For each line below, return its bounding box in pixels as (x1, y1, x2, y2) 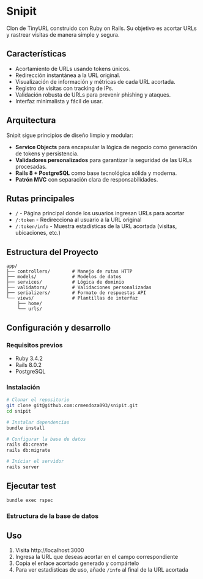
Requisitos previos (6, 341, 63, 349)
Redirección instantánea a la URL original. (15, 72, 120, 79)
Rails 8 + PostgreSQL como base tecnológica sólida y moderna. (15, 169, 177, 177)
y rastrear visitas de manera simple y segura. (6, 31, 120, 38)
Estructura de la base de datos (6, 512, 99, 520)
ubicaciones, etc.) (15, 229, 61, 237)
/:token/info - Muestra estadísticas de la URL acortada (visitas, (15, 223, 177, 230)
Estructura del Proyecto (6, 246, 99, 257)
